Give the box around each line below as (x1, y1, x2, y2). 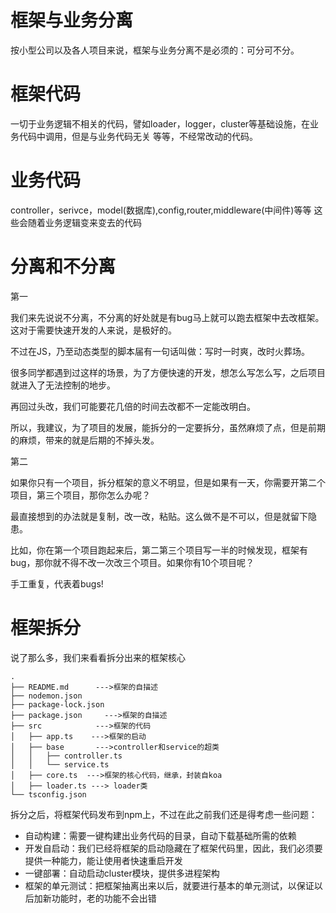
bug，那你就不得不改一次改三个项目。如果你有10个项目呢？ (10, 556, 255, 568)
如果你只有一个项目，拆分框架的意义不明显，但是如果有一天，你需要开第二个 (10, 476, 326, 488)
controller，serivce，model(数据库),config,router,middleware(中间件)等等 (10, 204, 312, 216)
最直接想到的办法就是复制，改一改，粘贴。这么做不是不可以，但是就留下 (10, 510, 308, 522)
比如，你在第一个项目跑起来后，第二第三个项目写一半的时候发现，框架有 (10, 544, 308, 556)
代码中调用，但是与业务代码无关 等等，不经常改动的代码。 (18, 130, 258, 142)
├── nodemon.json (10, 691, 83, 701)
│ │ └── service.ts (10, 759, 110, 770)
